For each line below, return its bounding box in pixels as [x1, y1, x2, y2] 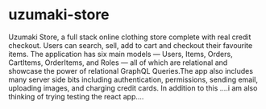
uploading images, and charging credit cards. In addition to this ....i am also [8, 83, 258, 93]
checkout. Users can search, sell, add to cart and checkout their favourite [8, 40, 253, 50]
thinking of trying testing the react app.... [8, 91, 144, 101]
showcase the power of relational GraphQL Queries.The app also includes [8, 66, 254, 75]
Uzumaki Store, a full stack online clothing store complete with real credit [8, 32, 251, 42]
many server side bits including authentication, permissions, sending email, [8, 75, 259, 84]
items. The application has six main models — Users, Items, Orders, [8, 49, 233, 59]
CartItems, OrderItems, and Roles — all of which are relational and [8, 58, 228, 67]
